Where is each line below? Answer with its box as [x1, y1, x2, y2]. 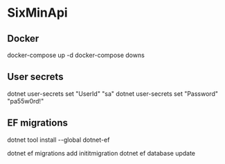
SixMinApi [7, 5, 68, 21]
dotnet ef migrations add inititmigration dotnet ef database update [7, 149, 196, 157]
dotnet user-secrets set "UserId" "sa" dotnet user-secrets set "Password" [7, 89, 218, 98]
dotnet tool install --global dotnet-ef [7, 136, 110, 144]
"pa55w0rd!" [7, 97, 44, 105]
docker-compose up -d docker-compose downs [7, 51, 145, 59]
